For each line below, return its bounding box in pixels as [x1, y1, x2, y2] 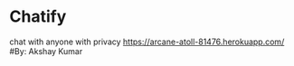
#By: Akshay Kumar [9, 45, 83, 56]
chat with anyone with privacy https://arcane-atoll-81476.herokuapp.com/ [9, 36, 285, 47]
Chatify [9, 6, 67, 27]
